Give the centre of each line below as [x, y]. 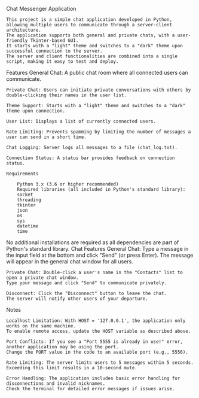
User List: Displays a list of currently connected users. [81, 121]
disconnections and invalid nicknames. [56, 384]
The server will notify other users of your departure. [77, 299]
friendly [17, 41]
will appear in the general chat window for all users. [70, 262]
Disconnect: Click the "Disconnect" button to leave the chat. [87, 293]
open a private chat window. [42, 278]
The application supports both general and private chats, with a [91, 35]
